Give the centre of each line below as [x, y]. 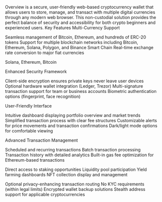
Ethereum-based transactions [35, 160]
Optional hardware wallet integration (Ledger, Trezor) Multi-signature [74, 86]
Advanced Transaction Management [42, 140]
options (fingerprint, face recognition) [43, 96]
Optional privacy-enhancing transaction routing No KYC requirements [75, 184]
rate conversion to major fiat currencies [45, 53]
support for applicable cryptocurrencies [45, 194]
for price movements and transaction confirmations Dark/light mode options [81, 126]
